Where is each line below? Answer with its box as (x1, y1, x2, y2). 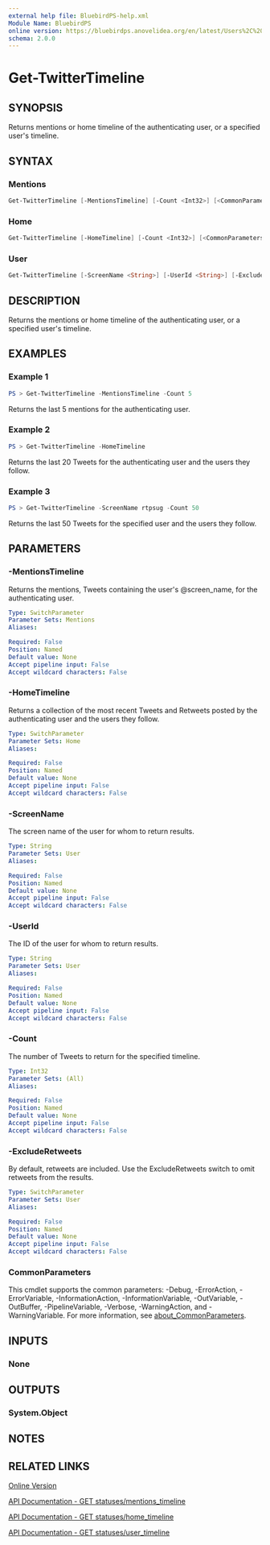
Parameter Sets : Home (8, 737, 81, 746)
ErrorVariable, (8, 1294, 55, 1303)
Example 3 (8, 485, 51, 496)
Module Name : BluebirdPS (8, 19, 92, 27)
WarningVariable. (8, 1310, 66, 1320)
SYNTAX (8, 154, 54, 168)
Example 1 (8, 372, 49, 383)
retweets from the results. (8, 1173, 94, 1182)
